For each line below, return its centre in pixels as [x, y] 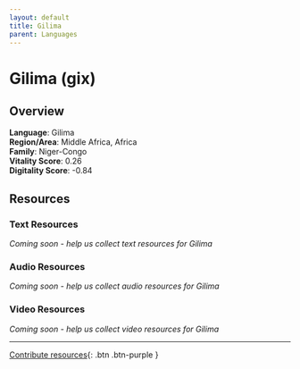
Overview [37, 111]
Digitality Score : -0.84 [51, 171]
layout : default [39, 17]
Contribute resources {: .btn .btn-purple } [84, 355]
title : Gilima [36, 26]
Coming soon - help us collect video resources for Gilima [114, 329]
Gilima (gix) [53, 78]
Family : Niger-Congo [48, 152]
